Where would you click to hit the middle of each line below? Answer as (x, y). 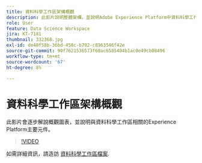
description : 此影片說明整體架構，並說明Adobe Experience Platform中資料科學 (98, 17)
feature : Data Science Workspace (48, 28)
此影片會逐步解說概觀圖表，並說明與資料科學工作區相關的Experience (91, 122)
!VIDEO (30, 141)
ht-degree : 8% (24, 67)
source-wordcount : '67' (36, 62)
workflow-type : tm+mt (33, 56)
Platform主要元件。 (30, 129)
